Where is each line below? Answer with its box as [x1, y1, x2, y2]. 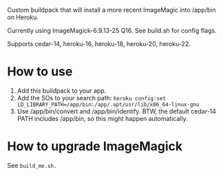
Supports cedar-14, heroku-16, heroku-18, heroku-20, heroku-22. [7, 40, 191, 47]
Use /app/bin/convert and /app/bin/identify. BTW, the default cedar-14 [17, 107, 217, 115]
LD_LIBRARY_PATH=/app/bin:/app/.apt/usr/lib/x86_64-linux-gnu [17, 101, 200, 108]
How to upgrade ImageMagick [7, 139, 183, 154]
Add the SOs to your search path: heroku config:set [17, 93, 167, 102]
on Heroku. [7, 13, 39, 21]
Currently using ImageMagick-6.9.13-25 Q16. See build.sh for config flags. [7, 27, 217, 34]
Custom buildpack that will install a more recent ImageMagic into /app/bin [7, 6, 216, 14]
